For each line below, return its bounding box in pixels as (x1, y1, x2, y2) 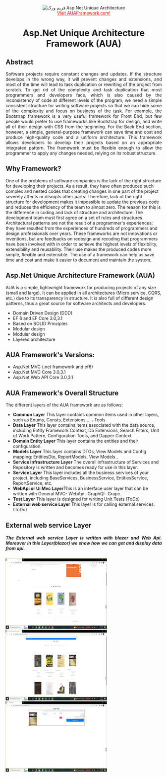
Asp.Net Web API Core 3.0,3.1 (12, 375, 73, 381)
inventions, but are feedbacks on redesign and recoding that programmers (5, 235, 158, 241)
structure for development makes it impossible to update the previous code (5, 199, 159, 205)
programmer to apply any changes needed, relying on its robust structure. (5, 150, 157, 156)
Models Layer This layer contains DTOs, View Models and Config (12, 449, 147, 455)
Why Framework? (5, 164, 61, 173)
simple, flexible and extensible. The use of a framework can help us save (5, 251, 155, 257)
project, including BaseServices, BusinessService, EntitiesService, (12, 475, 148, 481)
